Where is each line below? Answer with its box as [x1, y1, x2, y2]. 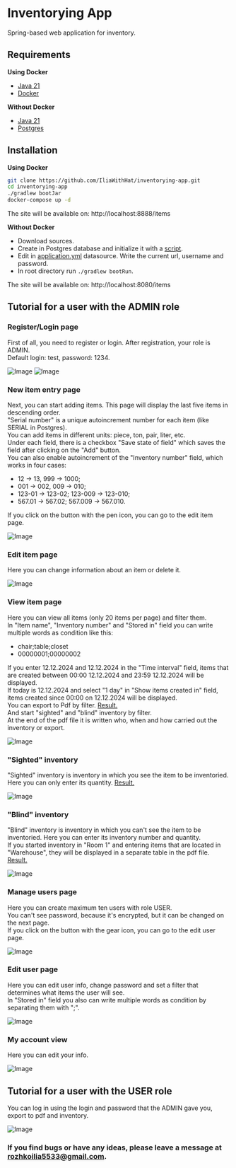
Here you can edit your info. [7, 1051, 89, 1059]
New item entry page [7, 384, 81, 394]
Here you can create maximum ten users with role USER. [7, 903, 172, 912]
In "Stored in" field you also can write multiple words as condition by [7, 995, 207, 1004]
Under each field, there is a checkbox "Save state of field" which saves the [7, 439, 226, 447]
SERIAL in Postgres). [7, 423, 67, 432]
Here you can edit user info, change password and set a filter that [7, 981, 199, 989]
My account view [7, 1034, 68, 1044]
